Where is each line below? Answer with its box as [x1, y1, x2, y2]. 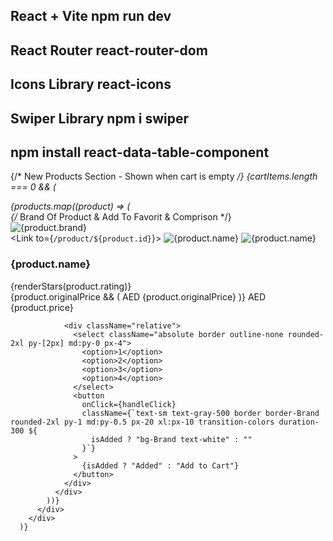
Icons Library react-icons [10, 76, 172, 93]
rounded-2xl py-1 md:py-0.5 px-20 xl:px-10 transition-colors [10, 417, 275, 427]
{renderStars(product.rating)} [10, 280, 132, 292]
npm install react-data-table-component [10, 144, 270, 161]
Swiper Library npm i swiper [10, 110, 190, 127]
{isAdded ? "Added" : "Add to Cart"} [81, 460, 240, 471]
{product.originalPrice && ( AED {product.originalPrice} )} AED [10, 290, 267, 303]
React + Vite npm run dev [10, 8, 172, 25]
